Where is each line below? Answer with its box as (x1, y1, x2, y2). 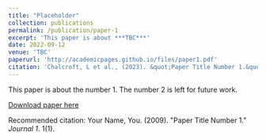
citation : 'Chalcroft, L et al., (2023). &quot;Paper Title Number (8, 63, 236, 71)
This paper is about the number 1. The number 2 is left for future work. (8, 85, 238, 94)
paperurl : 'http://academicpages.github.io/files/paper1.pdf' (8, 56, 218, 64)
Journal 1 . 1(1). (8, 123, 55, 133)
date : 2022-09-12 (8, 41, 66, 49)
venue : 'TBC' (8, 48, 51, 56)
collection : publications (8, 19, 93, 27)
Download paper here (8, 100, 79, 109)
